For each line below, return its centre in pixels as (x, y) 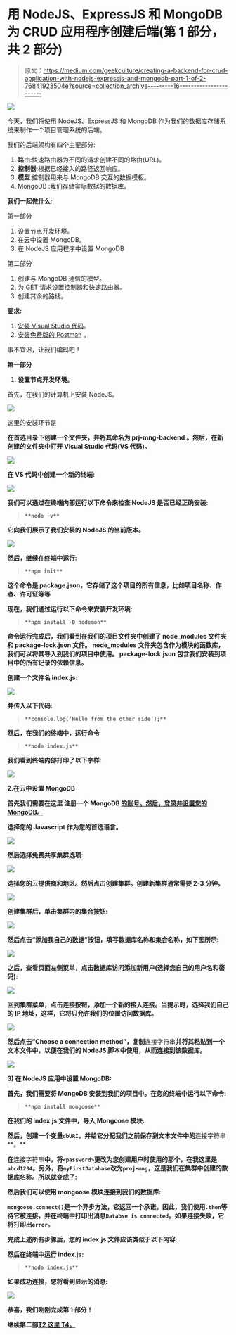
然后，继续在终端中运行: (42, 558)
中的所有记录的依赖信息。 (50, 663)
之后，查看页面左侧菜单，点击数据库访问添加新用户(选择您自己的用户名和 (113, 967)
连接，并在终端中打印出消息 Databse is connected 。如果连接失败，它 (125, 1215)
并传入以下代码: (30, 705)
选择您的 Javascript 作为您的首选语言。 (65, 826)
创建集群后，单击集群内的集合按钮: (58, 911)
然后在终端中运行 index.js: (46, 1254)
